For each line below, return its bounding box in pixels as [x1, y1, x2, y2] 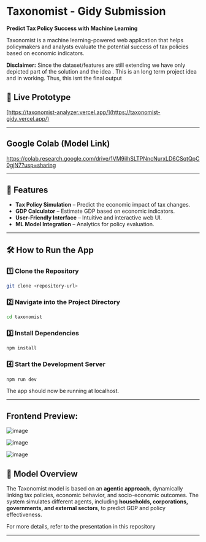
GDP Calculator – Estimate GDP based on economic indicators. [15, 207, 175, 215]
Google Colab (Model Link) [6, 139, 110, 149]
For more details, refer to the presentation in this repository [6, 523, 156, 530]
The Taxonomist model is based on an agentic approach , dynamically [6, 485, 183, 492]
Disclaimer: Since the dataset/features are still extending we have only [6, 61, 186, 69]
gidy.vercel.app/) [6, 115, 50, 122]
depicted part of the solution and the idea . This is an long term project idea [6, 67, 197, 75]
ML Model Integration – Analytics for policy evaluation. [15, 221, 154, 228]
